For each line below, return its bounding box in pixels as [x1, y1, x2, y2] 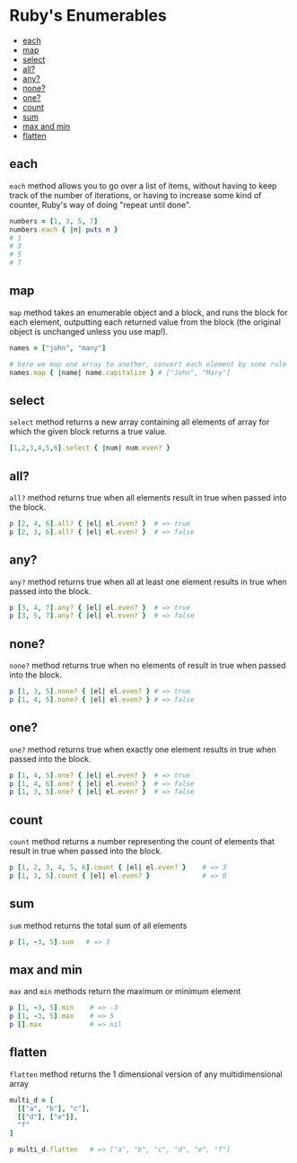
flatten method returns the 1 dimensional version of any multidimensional [9, 1069, 283, 1080]
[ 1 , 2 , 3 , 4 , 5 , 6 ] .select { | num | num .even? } [9, 443, 170, 453]
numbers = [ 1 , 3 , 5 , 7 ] [9, 216, 99, 225]
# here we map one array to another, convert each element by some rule [9, 360, 287, 369]
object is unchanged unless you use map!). [9, 326, 169, 337]
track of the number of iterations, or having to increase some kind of [9, 189, 262, 200]
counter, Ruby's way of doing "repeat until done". [9, 199, 191, 210]
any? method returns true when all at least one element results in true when [9, 576, 287, 587]
